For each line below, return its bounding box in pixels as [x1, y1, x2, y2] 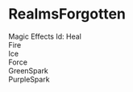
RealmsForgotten [8, 5, 127, 23]
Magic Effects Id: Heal [8, 31, 82, 41]
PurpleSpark [8, 74, 50, 84]
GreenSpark [8, 65, 48, 75]
